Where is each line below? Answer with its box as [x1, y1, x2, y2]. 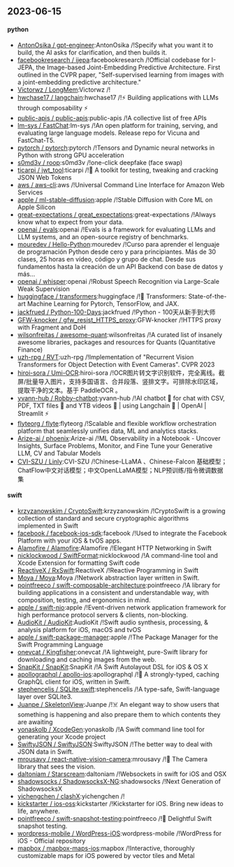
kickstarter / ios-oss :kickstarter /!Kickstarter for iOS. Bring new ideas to [17, 799, 224, 808]
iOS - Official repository [17, 836, 86, 845]
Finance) [17, 345, 43, 354]
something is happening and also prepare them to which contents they [17, 710, 221, 719]
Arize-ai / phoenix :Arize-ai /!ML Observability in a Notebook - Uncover [17, 433, 221, 443]
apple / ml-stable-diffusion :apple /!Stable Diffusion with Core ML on [17, 195, 213, 203]
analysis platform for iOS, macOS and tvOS [17, 625, 142, 633]
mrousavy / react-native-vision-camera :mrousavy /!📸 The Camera [17, 754, 208, 763]
